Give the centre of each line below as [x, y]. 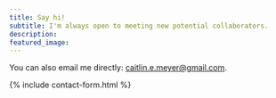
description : [33, 34]
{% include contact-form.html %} [70, 85]
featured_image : [39, 42]
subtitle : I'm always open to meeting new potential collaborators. [139, 26]
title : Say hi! [37, 17]
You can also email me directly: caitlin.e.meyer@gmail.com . [118, 68]
